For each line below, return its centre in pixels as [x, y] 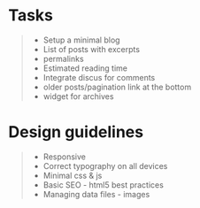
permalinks [64, 58]
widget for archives [78, 96]
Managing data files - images [96, 194]
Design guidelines [76, 132]
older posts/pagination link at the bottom [117, 87]
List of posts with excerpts [92, 49]
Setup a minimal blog [81, 40]
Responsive [64, 157]
